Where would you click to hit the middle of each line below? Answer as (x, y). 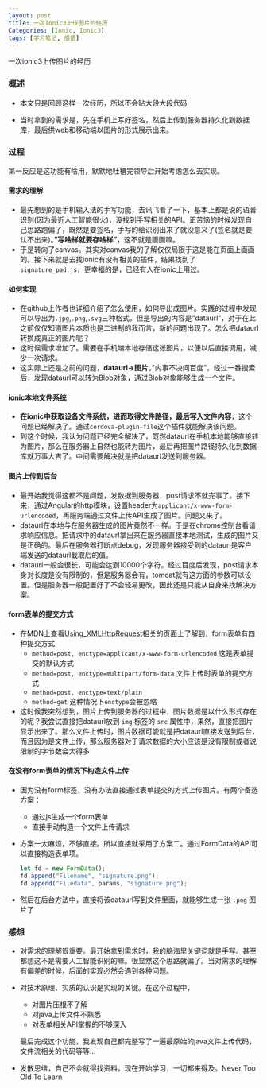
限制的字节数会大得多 (54, 751)
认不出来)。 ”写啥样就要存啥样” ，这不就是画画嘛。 (100, 240)
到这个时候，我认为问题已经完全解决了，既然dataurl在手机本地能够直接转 (139, 436)
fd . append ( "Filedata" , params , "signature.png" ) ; (104, 883)
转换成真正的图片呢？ (54, 338)
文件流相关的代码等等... (58, 1051)
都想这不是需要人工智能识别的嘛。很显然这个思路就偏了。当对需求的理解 (138, 960)
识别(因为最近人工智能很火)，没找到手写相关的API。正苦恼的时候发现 (132, 220)
